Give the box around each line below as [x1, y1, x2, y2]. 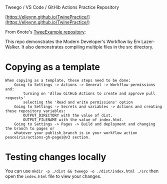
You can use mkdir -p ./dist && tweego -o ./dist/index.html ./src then [5, 167, 159, 174]
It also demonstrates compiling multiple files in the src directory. [21, 44, 153, 49]
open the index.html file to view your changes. [5, 173, 101, 179]
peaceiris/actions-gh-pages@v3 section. [5, 134, 91, 139]
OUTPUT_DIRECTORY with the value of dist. [23, 112, 113, 118]
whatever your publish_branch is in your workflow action [14, 130, 137, 135]
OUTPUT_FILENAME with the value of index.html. [23, 117, 124, 122]
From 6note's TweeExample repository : [5, 29, 86, 34]
